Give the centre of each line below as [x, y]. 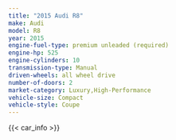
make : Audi [26, 23]
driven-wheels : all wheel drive [62, 75]
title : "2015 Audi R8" [46, 16]
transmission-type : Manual [53, 68]
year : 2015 [26, 38]
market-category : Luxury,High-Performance [80, 90]
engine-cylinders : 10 [44, 61]
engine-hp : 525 [33, 53]
